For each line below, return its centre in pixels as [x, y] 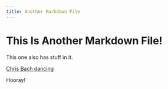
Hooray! [16, 80]
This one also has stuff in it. [39, 57]
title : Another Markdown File [43, 11]
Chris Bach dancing [30, 68]
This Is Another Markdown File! [85, 40]
